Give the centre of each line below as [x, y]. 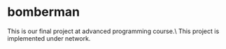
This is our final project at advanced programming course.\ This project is [113, 31]
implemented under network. [49, 38]
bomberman [44, 12]
